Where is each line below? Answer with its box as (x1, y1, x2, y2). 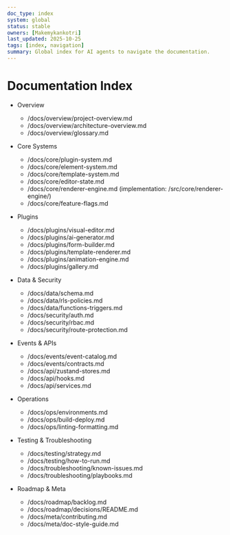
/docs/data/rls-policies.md (27, 296, 103, 305)
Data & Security (16, 276, 62, 284)
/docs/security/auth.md (27, 311, 94, 319)
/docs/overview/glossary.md (27, 129, 108, 137)
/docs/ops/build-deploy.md (27, 415, 105, 424)
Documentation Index (7, 78, 133, 94)
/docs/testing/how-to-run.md (27, 457, 111, 465)
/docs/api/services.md (27, 381, 91, 389)
